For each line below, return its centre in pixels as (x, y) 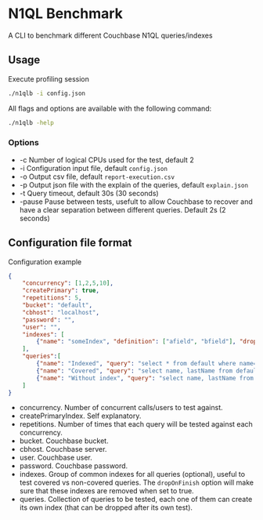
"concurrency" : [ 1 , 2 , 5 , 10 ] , (68, 283)
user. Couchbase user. (56, 458)
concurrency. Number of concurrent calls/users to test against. (121, 408)
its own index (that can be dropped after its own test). (106, 507)
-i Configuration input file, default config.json (94, 168)
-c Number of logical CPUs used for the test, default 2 (106, 160)
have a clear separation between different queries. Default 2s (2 (122, 209)
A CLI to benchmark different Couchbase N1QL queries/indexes (110, 35)
